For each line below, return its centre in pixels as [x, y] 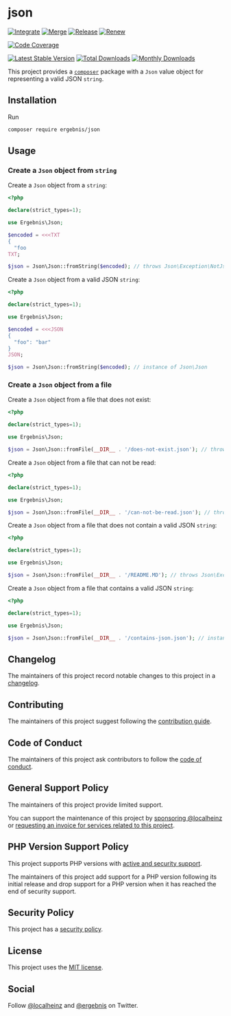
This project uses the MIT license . [56, 967]
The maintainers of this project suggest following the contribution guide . [110, 721]
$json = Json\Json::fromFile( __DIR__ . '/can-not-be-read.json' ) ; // [109, 512]
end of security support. [42, 891]
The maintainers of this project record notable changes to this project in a [112, 676]
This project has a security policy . [56, 929]
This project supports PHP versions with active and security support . [105, 863]
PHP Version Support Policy [68, 847]
